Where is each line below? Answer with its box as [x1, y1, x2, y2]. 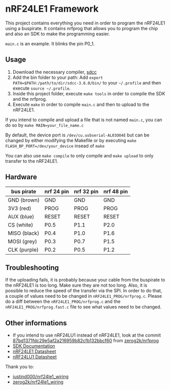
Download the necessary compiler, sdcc [12, 69, 97, 75]
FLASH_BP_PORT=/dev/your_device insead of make [5, 143, 105, 149]
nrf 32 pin [74, 188, 99, 195]
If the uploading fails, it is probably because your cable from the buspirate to [5, 277, 165, 283]
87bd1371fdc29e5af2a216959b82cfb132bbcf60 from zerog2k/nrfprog [12, 338, 159, 344]
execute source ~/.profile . [12, 85, 71, 91]
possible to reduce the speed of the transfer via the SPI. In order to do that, [5, 288, 162, 294]
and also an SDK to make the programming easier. [5, 31, 110, 37]
